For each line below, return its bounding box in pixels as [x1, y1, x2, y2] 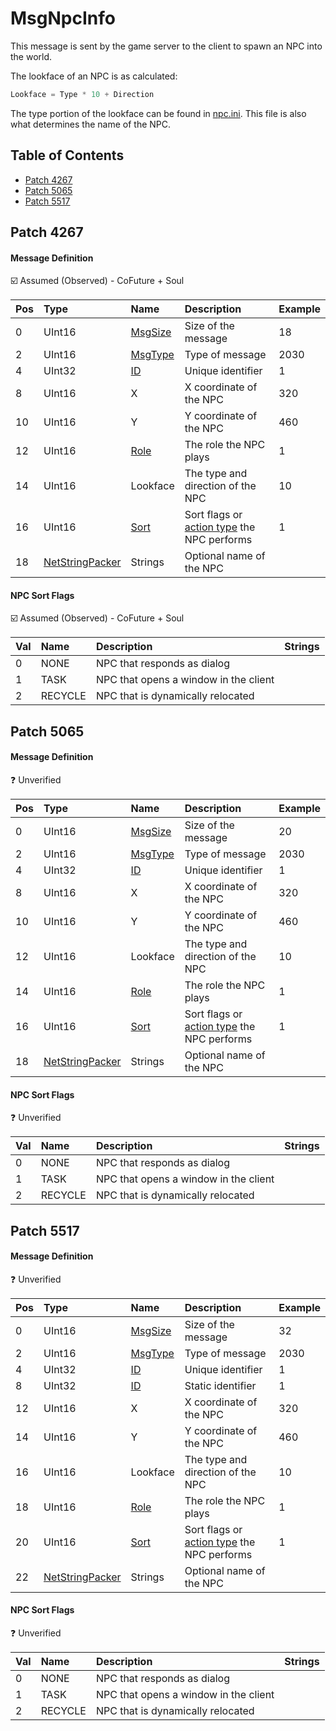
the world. [10, 50, 53, 62]
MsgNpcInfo [10, 7, 116, 30]
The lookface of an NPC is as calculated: [10, 70, 178, 82]
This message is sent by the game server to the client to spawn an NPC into [10, 40, 323, 52]
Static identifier [184, 1378, 257, 1392]
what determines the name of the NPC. [10, 118, 172, 130]
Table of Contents [10, 147, 125, 164]
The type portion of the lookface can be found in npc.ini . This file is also [10, 107, 307, 119]
